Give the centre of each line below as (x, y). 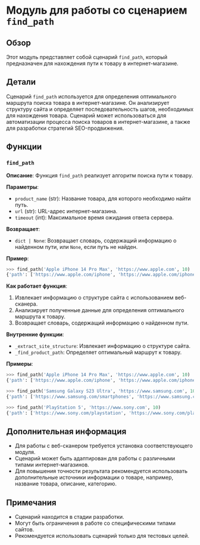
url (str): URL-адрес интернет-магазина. (66, 211)
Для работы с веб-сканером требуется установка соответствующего (104, 446)
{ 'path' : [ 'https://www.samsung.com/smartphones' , (70, 397)
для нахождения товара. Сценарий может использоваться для (86, 115)
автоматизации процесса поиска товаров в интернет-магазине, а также (98, 122)
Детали (21, 82)
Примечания (31, 502)
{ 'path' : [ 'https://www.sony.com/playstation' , (66, 413)
